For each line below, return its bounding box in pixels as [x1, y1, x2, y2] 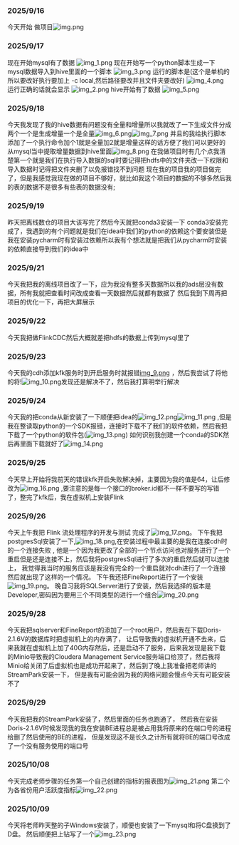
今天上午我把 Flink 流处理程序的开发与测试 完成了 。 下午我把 [7, 528, 223, 536]
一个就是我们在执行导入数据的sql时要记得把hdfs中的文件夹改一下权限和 [19, 155, 229, 164]
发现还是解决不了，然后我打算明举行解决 [60, 377, 180, 386]
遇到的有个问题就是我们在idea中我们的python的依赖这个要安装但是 [31, 227, 228, 235]
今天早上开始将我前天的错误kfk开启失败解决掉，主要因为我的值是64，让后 [7, 475, 224, 483]
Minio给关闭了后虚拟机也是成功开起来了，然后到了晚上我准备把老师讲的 [7, 662, 217, 670]
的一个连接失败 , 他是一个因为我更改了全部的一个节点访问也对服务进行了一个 [7, 546, 231, 554]
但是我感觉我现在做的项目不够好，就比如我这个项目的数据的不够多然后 [19, 173, 225, 182]
